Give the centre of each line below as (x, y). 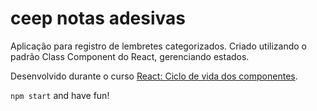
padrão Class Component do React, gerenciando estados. (130, 56)
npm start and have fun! (60, 95)
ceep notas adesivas (98, 18)
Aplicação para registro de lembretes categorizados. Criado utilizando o (158, 46)
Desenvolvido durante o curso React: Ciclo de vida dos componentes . (154, 76)
